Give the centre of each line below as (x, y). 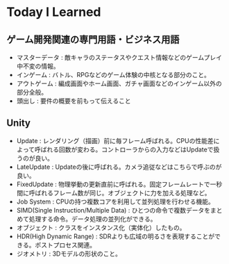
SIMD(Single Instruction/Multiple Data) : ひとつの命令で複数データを (113, 210)
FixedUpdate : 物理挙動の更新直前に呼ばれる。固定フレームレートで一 (116, 184)
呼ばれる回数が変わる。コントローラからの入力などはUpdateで (124, 149)
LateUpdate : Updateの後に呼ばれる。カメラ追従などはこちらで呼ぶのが (119, 167)
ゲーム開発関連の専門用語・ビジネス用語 (93, 39)
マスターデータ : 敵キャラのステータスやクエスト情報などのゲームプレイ (119, 57)
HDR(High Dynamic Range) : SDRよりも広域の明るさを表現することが (116, 236)
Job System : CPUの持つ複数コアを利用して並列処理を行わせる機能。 (115, 201)
